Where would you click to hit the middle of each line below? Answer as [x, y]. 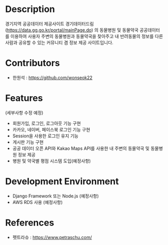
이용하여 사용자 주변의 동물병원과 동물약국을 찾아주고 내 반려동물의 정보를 [82, 36]
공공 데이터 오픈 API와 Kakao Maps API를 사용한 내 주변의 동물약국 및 [81, 148]
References [30, 223]
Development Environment [62, 181]
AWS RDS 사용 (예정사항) [37, 202]
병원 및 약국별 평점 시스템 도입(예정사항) [52, 161]
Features [24, 98]
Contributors [33, 63]
